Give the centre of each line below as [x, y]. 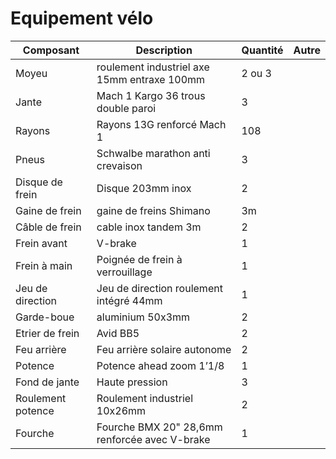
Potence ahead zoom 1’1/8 [160, 365]
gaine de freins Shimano [153, 210]
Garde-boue [45, 317]
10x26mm [121, 410]
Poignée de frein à [139, 259]
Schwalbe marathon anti [153, 153]
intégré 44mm [129, 300]
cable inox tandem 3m [149, 227]
